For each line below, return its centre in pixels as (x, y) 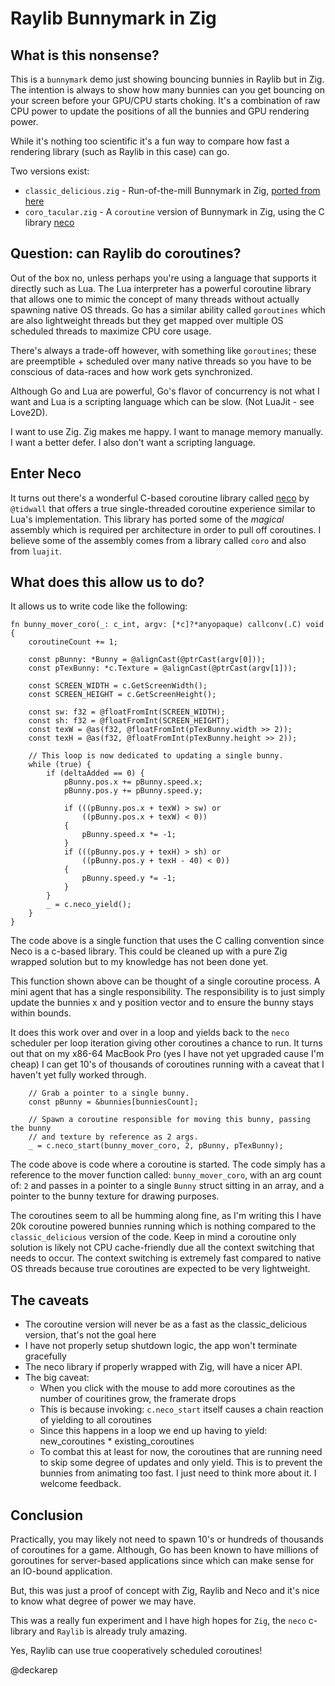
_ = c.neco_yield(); (89, 905)
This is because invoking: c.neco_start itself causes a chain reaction (181, 1409)
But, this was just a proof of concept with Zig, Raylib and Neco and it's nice (165, 1591)
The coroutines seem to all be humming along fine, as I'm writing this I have (166, 1216)
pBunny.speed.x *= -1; (129, 835)
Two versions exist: (50, 171)
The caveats (50, 1300)
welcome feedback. (80, 1484)
